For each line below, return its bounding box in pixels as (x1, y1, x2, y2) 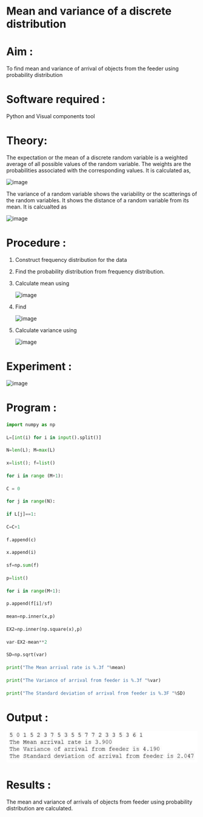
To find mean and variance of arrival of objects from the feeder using (6, 65, 179, 72)
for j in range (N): (6, 498, 56, 504)
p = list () (6, 575, 28, 581)
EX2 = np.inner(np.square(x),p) (6, 626, 83, 632)
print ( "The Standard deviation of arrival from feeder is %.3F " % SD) (6, 690, 186, 696)
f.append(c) (6, 536, 36, 543)
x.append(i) (6, 550, 36, 556)
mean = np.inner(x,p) (6, 613, 56, 619)
